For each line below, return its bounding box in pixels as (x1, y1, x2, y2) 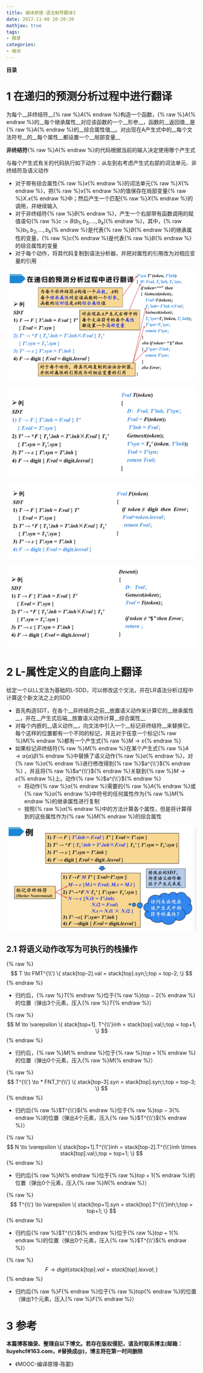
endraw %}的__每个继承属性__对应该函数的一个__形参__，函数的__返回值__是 (6, 118, 195, 125)
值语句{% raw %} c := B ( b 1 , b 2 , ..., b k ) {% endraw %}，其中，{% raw (14, 217, 182, 226)
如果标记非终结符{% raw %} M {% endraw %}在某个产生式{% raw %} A (14, 745, 189, 752)
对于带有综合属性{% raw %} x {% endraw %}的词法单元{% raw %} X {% (14, 179, 189, 187)
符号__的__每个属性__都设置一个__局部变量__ (11, 133, 121, 140)
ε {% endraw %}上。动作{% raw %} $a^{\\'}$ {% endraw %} (14, 775, 161, 782)
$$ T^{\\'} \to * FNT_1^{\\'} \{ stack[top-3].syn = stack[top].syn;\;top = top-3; (7, 1078, 196, 1086)
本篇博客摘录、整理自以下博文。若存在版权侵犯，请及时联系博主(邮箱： (6, 1340, 183, 1348)
